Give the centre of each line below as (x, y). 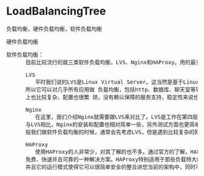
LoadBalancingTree (56, 11)
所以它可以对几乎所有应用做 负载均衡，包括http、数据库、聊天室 (108, 90)
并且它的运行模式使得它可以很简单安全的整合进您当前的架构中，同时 (110, 167)
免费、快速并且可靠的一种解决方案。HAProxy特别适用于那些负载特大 (111, 159)
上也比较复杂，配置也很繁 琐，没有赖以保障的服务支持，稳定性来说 (109, 97)
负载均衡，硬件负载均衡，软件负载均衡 (54, 29)
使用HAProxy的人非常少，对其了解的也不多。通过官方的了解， (113, 152)
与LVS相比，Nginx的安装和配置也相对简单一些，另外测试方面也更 (107, 124)
